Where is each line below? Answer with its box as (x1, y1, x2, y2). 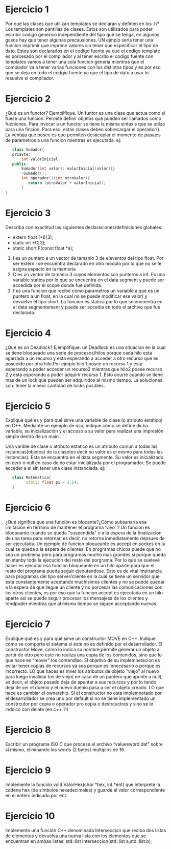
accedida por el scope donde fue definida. (12, 282, 103, 288)
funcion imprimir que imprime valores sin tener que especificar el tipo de (5, 42, 158, 48)
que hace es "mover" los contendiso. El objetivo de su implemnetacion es (5, 657, 160, 663)
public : (12, 161, 29, 167)
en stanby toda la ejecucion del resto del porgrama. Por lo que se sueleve (5, 557, 160, 563)
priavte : (12, 152, 31, 157)
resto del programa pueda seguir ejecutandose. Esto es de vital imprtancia (5, 568, 162, 574)
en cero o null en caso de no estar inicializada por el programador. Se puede (5, 460, 166, 466)
